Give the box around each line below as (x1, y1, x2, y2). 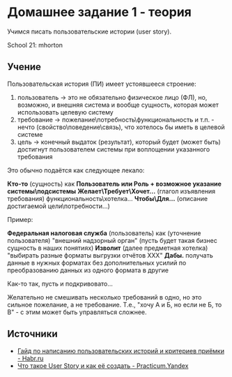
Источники (7, 328, 58, 340)
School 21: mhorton (7, 40, 63, 49)
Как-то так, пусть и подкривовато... (7, 279, 114, 288)
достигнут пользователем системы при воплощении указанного (17, 145, 210, 154)
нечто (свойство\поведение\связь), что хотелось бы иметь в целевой (17, 123, 225, 131)
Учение (7, 61, 42, 73)
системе (17, 130, 43, 138)
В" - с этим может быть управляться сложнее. (7, 308, 148, 316)
